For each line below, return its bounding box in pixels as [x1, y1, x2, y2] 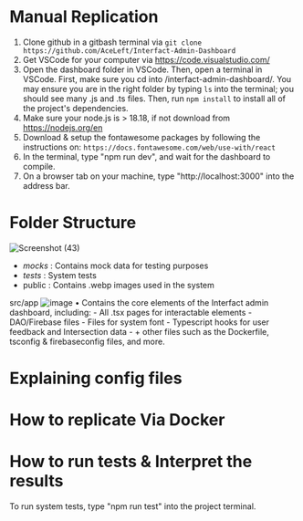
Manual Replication [9, 6, 159, 27]
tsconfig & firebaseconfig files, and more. [9, 336, 166, 347]
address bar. [22, 180, 70, 191]
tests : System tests [22, 269, 98, 280]
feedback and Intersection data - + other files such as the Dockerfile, [9, 326, 269, 337]
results [9, 471, 64, 492]
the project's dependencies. [22, 102, 130, 113]
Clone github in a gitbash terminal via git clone [22, 36, 203, 47]
